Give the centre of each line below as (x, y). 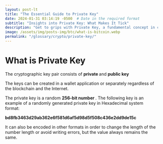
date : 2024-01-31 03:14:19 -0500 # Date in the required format (72, 18)
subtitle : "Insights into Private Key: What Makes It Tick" (67, 23)
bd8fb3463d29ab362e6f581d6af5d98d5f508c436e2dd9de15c (71, 117)
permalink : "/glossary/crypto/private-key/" (51, 37)
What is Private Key (45, 61)
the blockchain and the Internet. (37, 88)
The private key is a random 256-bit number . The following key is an (74, 98)
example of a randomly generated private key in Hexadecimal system (74, 103)
